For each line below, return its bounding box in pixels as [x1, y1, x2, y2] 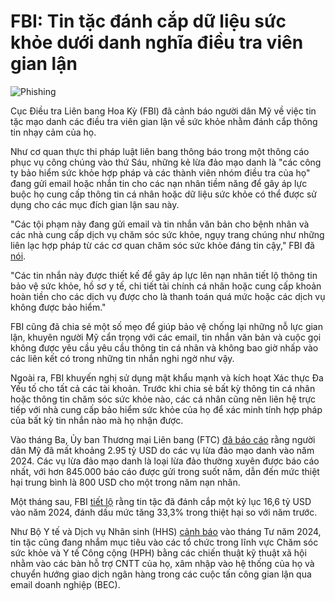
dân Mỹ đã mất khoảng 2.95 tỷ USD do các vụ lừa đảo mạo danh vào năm [10, 444, 315, 456]
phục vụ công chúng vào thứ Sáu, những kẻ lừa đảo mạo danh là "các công [10, 156, 322, 168]
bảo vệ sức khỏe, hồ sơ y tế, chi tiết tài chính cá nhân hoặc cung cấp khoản [10, 280, 322, 292]
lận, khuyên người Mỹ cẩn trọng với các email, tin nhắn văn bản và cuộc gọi [10, 331, 322, 343]
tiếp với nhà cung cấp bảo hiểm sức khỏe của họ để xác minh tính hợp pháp [10, 403, 323, 415]
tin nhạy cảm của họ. [10, 126, 97, 138]
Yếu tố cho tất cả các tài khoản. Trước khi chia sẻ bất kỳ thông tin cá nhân [10, 382, 316, 394]
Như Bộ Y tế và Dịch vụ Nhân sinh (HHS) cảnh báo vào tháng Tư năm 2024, [10, 525, 322, 537]
